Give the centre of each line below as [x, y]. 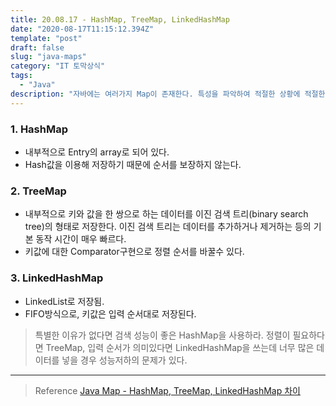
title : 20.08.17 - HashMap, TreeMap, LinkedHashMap [120, 19]
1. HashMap [39, 129]
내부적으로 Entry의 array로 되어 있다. [97, 152]
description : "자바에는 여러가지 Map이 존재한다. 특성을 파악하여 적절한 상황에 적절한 [168, 94]
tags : [21, 76]
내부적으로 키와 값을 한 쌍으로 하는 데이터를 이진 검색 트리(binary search [166, 214]
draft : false [37, 47]
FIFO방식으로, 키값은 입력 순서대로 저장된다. [110, 313]
